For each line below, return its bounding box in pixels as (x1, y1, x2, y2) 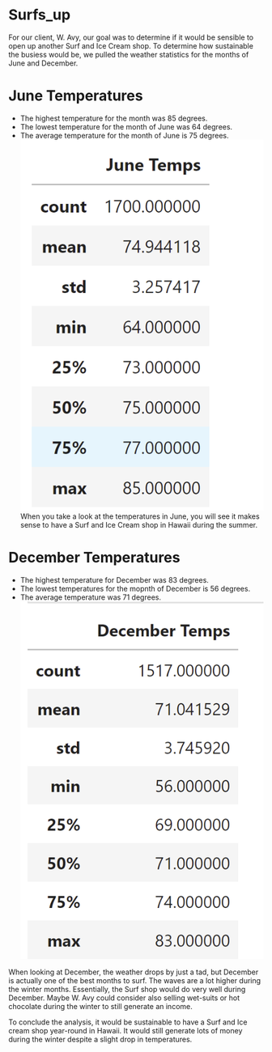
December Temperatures (8, 549, 181, 567)
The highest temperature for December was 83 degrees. (19, 575, 209, 584)
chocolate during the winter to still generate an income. (8, 1001, 193, 1011)
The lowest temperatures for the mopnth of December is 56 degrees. (19, 583, 251, 593)
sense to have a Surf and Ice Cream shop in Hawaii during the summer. (19, 520, 257, 529)
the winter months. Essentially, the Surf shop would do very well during (8, 984, 246, 994)
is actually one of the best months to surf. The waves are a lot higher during (8, 975, 261, 985)
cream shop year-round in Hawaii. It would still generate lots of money (8, 1025, 243, 1035)
